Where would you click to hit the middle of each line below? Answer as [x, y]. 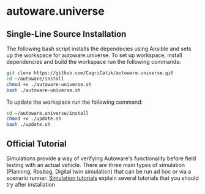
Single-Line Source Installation [66, 34]
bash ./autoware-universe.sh [43, 90]
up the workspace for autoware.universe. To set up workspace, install [94, 55]
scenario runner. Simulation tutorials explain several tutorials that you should [102, 178]
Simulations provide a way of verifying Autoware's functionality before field [101, 158]
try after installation [31, 184]
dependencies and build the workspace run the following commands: [94, 62]
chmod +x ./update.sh [34, 119]
